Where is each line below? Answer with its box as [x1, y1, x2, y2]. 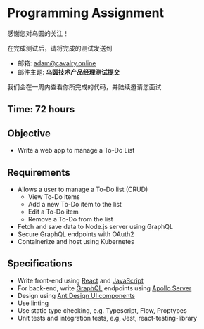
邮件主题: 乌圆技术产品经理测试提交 [17, 67, 120, 76]
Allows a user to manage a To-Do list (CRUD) [17, 185, 148, 193]
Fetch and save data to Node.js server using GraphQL [17, 222, 174, 231]
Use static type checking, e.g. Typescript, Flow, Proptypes [17, 306, 188, 314]
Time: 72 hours [7, 103, 75, 115]
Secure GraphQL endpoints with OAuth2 [17, 230, 134, 238]
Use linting [17, 299, 49, 307]
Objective [7, 127, 51, 139]
